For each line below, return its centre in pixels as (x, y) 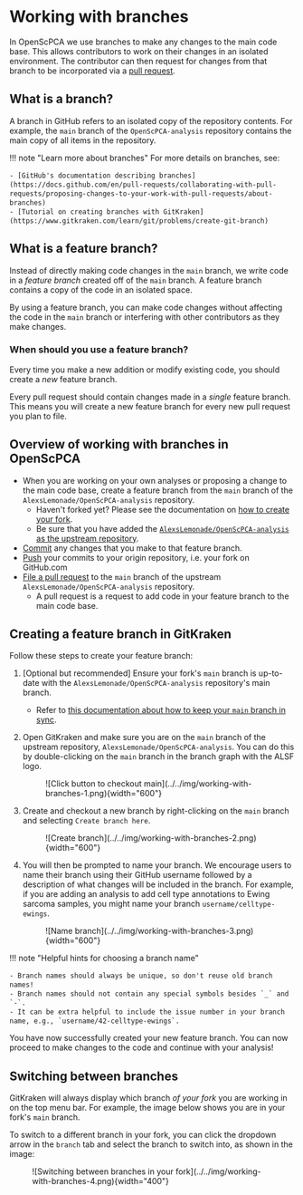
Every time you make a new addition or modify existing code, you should (145, 370)
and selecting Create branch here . (86, 821)
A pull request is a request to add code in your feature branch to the (162, 596)
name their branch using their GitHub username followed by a (137, 875)
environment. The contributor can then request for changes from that (138, 61)
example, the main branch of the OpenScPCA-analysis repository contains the (151, 130)
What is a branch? (62, 99)
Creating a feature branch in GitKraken (121, 635)
